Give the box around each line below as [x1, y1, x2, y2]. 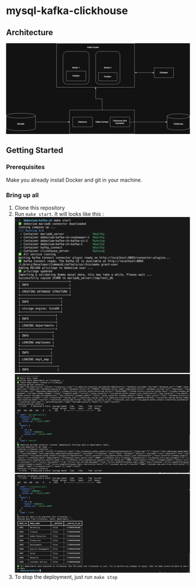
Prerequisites [6, 163, 45, 171]
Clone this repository [14, 204, 65, 211]
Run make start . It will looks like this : [14, 211, 104, 218]
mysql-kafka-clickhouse [6, 4, 128, 18]
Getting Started [6, 145, 64, 156]
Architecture [6, 28, 54, 37]
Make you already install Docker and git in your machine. [6, 176, 143, 183]
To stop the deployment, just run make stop [14, 574, 118, 581]
